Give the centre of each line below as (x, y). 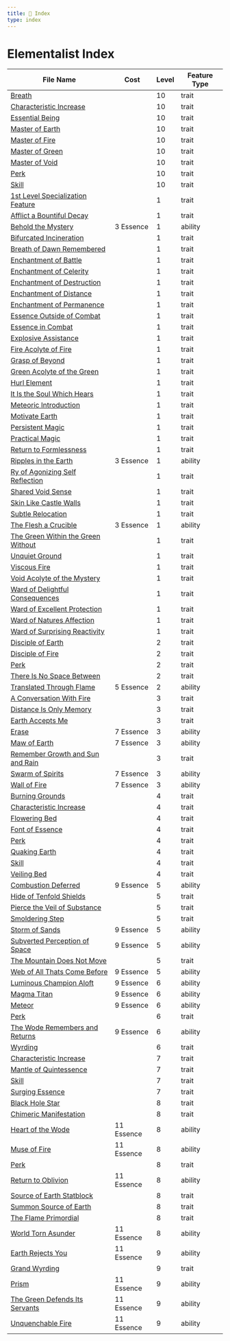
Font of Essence (37, 829)
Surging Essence (38, 1092)
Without (23, 545)
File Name (60, 80)
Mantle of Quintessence (49, 1069)
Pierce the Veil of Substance (56, 907)
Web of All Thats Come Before (59, 972)
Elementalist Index (61, 54)
